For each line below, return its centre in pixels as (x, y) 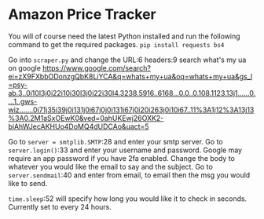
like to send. (28, 183)
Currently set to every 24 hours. (60, 206)
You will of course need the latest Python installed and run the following (125, 36)
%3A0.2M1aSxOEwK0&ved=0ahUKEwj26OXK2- (86, 118)
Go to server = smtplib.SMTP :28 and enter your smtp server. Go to (115, 141)
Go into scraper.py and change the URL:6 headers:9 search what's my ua (127, 60)
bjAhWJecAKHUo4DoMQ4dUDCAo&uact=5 (79, 126)
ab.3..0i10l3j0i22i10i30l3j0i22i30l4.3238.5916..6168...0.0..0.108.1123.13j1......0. (132, 93)
